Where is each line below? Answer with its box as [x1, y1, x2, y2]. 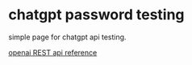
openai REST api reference [8, 47, 98, 57]
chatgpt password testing [8, 6, 185, 24]
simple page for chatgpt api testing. [8, 32, 127, 42]
